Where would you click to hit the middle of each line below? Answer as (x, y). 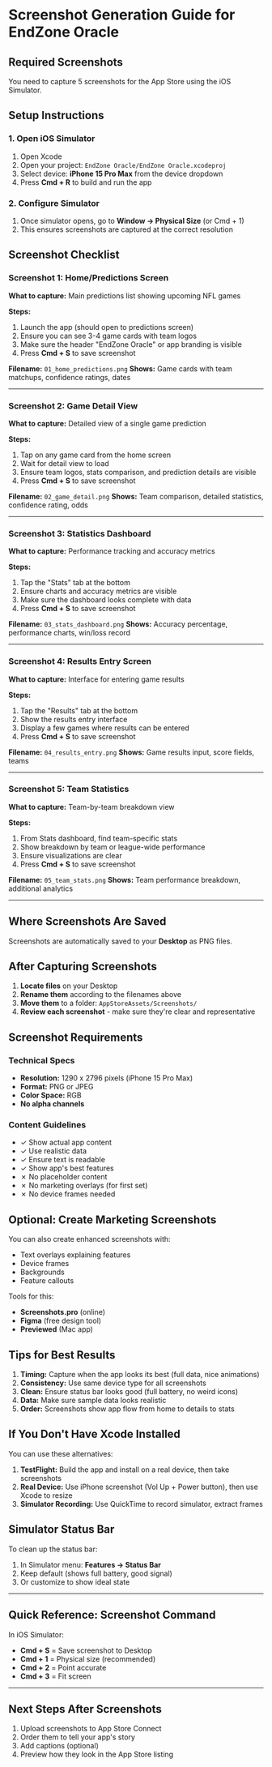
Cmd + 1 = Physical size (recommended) (88, 1658)
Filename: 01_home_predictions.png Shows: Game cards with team (121, 368)
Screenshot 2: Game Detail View (73, 405)
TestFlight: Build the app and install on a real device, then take (125, 1470)
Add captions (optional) (59, 1746)
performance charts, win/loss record (70, 633)
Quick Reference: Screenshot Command (112, 1615)
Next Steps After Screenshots (85, 1709)
